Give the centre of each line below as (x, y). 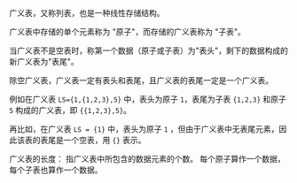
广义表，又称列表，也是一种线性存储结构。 (87, 13)
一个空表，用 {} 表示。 (105, 140)
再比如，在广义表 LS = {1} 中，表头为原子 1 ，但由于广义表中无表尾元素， (144, 129)
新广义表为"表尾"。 (44, 61)
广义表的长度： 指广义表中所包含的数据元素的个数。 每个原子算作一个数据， (147, 159)
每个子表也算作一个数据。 (56, 170)
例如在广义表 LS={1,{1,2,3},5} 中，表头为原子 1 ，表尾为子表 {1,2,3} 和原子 (148, 99)
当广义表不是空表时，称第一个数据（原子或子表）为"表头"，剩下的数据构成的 (149, 50)
